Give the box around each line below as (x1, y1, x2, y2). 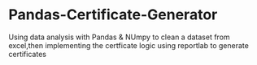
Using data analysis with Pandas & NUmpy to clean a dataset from (8, 32, 230, 42)
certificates (8, 49, 47, 59)
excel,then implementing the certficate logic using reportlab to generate (8, 40, 250, 50)
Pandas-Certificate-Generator (8, 6, 218, 24)
